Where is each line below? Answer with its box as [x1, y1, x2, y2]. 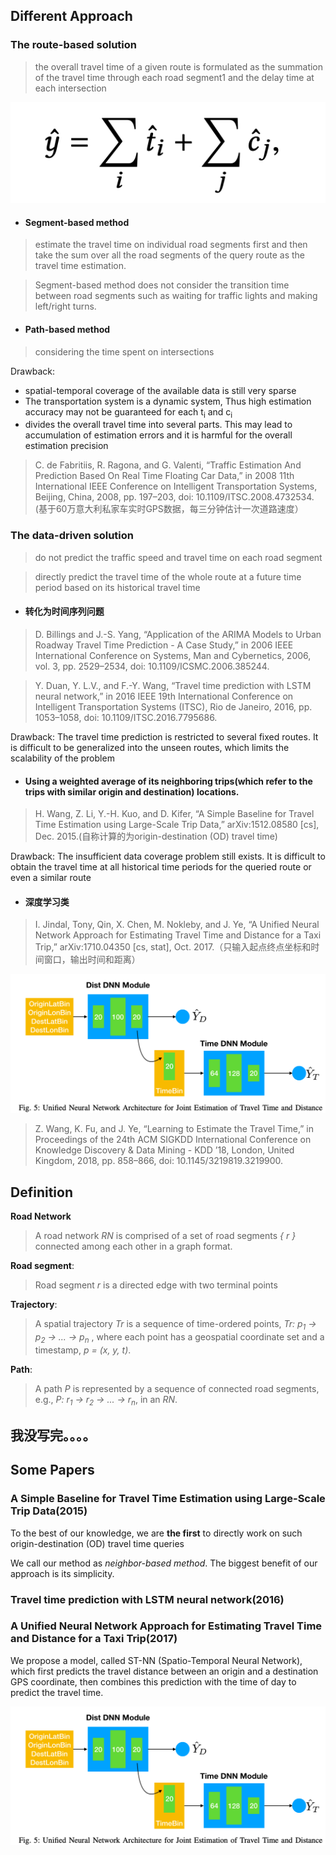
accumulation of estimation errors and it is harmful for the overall [24, 429, 293, 441]
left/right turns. [34, 300, 97, 313]
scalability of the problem [10, 752, 115, 764]
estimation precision [24, 440, 109, 452]
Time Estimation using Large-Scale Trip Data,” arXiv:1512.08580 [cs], [34, 819, 320, 831]
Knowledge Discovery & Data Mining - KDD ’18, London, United [34, 1144, 295, 1156]
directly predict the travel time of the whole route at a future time [34, 570, 302, 583]
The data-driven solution [10, 529, 135, 543]
